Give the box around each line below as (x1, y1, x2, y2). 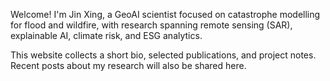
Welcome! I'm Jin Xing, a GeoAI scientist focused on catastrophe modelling (10, 9, 321, 20)
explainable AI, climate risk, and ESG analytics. (10, 30, 203, 41)
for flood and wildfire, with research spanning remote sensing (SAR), (10, 19, 293, 31)
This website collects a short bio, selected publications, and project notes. (10, 49, 317, 61)
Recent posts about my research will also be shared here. (10, 60, 247, 71)
